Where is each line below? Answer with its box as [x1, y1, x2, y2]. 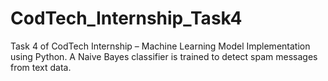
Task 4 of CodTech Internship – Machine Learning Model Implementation [10, 40, 311, 52]
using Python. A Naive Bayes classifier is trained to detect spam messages [10, 50, 318, 62]
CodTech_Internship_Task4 [10, 7, 243, 30]
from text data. [10, 61, 72, 73]
